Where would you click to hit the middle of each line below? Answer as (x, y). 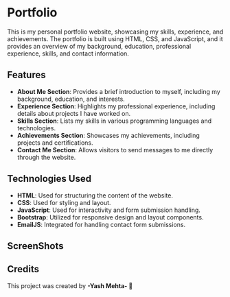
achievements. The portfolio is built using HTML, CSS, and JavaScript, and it (115, 38)
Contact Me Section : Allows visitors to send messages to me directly (115, 150)
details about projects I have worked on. (74, 113)
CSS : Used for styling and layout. (64, 202)
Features (26, 75)
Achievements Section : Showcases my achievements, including (108, 135)
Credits (23, 269)
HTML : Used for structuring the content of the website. (95, 195)
